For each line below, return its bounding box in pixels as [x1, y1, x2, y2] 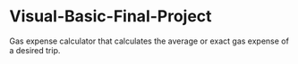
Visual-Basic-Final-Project [9, 6, 212, 27]
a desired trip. [9, 44, 61, 55]
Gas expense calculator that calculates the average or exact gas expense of [9, 36, 289, 46]
